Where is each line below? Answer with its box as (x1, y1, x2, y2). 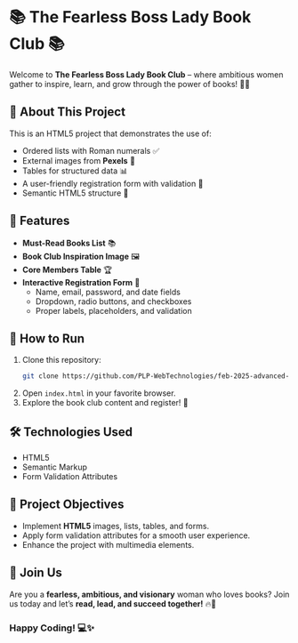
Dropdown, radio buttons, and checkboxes (35, 295, 192, 307)
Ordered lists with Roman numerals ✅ (21, 145, 160, 156)
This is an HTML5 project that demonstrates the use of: (9, 128, 212, 139)
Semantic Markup (21, 462, 87, 472)
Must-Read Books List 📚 (21, 237, 117, 248)
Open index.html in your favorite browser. (21, 388, 176, 398)
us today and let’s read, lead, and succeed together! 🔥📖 (9, 598, 216, 609)
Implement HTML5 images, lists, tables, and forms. (21, 520, 210, 531)
